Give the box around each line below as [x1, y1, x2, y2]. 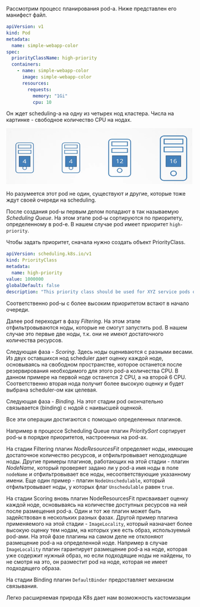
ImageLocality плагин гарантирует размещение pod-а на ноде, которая [6, 546, 187, 553]
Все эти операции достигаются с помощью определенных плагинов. [6, 415, 183, 423]
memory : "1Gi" [32, 93, 68, 99]
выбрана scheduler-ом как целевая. [6, 386, 98, 393]
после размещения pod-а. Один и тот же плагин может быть [6, 507, 161, 514]
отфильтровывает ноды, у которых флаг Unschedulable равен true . [6, 483, 174, 490]
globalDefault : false [6, 282, 60, 288]
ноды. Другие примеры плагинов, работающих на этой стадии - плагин [6, 458, 189, 465]
